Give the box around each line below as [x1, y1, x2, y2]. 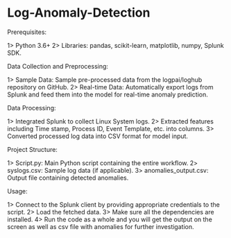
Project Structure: [7, 145, 58, 153]
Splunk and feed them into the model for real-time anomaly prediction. [7, 90, 208, 99]
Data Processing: [7, 103, 57, 112]
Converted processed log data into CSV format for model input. [7, 132, 189, 140]
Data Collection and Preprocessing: [7, 62, 109, 70]
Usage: [7, 187, 28, 195]
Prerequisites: [7, 28, 47, 36]
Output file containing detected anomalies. [7, 173, 129, 182]
